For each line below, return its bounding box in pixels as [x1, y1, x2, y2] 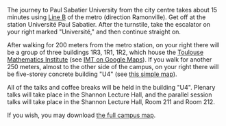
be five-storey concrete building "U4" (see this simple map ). [7, 70, 177, 78]
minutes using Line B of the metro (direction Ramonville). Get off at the [7, 13, 206, 21]
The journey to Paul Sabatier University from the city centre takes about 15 [7, 6, 218, 14]
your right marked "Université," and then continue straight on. [7, 27, 181, 36]
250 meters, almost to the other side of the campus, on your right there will [7, 63, 219, 71]
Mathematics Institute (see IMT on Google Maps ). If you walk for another [7, 55, 212, 64]
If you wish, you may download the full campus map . [7, 111, 156, 119]
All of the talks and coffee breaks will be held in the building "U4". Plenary [7, 84, 216, 91]
